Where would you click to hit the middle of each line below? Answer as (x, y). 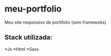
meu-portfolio (33, 9)
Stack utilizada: (29, 37)
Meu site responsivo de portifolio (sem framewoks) (55, 22)
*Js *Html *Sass (22, 49)
